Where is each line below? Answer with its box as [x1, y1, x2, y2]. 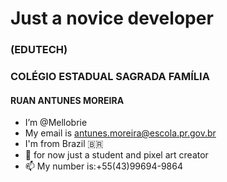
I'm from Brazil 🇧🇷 [24, 138, 104, 150]
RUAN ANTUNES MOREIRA [10, 94, 125, 106]
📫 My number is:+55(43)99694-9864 [24, 160, 183, 172]
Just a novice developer [10, 7, 214, 30]
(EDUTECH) [10, 43, 68, 57]
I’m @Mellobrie [24, 117, 88, 129]
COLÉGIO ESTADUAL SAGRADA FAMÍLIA [10, 70, 210, 84]
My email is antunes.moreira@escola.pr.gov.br [24, 127, 217, 139]
